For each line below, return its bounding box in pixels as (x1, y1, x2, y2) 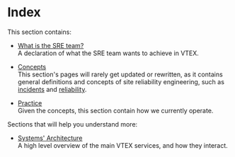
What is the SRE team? (17, 41, 84, 50)
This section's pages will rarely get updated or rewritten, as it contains (17, 70, 223, 78)
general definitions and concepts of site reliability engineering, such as (17, 77, 225, 86)
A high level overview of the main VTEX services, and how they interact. (17, 141, 228, 149)
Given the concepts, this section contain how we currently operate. (17, 106, 214, 115)
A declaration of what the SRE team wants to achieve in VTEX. (17, 49, 200, 57)
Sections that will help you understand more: (7, 120, 138, 128)
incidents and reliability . (17, 85, 87, 93)
